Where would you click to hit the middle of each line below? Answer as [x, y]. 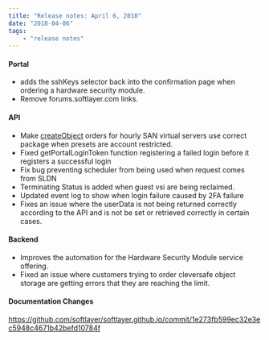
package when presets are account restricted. [96, 144]
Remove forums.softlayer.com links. [79, 99]
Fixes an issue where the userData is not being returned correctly [128, 204]
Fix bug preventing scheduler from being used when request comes [132, 169]
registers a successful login [65, 161]
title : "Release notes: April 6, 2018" [75, 16]
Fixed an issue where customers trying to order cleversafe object [128, 274]
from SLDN [39, 178]
